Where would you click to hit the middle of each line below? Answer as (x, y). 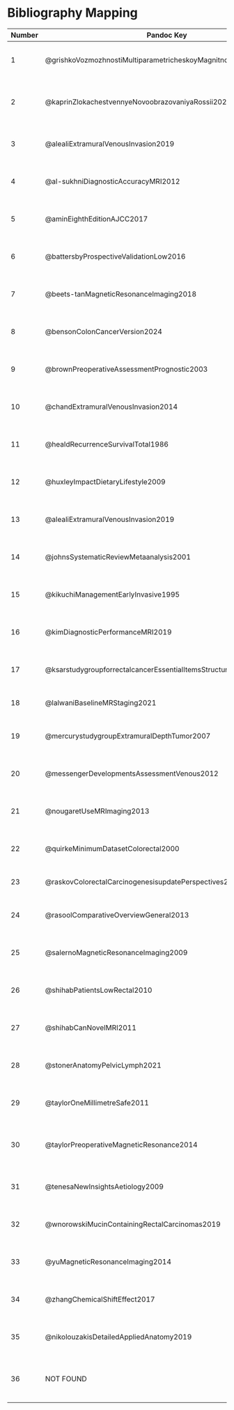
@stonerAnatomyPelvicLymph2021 (103, 1065)
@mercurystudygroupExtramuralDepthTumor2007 (128, 736)
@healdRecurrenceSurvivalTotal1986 (107, 444)
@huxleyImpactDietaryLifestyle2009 (105, 481)
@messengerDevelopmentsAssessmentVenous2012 (132, 773)
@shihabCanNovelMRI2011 (91, 1027)
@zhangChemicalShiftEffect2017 (100, 1299)
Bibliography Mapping (72, 13)
